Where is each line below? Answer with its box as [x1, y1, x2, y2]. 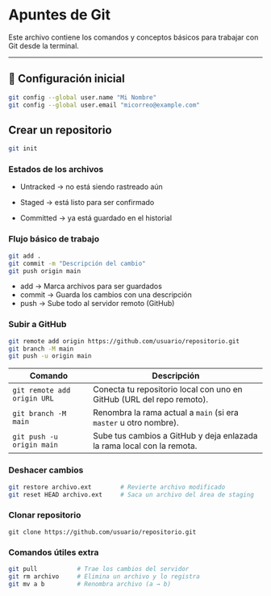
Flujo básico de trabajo [8, 233, 99, 245]
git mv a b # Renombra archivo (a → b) [8, 580, 172, 588]
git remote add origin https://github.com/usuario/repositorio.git [8, 337, 240, 345]
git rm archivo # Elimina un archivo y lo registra [8, 572, 200, 581]
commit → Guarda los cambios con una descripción [19, 290, 192, 300]
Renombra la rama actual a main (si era [92, 407, 240, 418]
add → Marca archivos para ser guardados [19, 281, 163, 292]
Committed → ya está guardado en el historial [19, 213, 172, 223]
